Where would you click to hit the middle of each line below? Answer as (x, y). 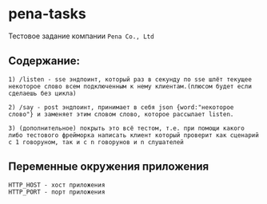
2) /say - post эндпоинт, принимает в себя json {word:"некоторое (121, 107)
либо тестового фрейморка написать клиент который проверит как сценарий (134, 135)
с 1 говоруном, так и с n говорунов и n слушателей (96, 142)
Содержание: (44, 61)
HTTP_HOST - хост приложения (57, 185)
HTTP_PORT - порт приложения (57, 192)
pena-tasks (47, 14)
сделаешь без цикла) (43, 93)
